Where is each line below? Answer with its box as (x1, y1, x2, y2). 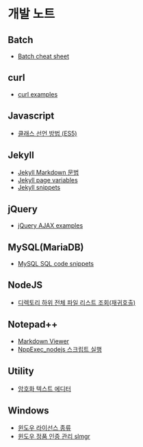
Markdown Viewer (17, 337, 70, 345)
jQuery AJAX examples (17, 221, 83, 230)
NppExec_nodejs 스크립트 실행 (17, 345, 102, 353)
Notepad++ (8, 319, 58, 330)
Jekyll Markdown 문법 (17, 169, 79, 177)
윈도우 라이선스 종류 (17, 424, 71, 432)
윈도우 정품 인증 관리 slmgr (17, 433, 91, 441)
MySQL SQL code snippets (17, 260, 94, 268)
